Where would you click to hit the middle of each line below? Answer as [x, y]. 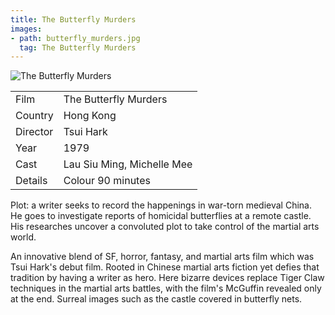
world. [23, 237]
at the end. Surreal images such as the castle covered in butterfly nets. [156, 299]
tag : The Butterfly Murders [78, 47]
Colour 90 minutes [107, 181]
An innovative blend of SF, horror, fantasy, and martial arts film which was [162, 257]
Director [34, 132]
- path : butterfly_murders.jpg [75, 38]
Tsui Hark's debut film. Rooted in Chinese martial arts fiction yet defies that [165, 267]
